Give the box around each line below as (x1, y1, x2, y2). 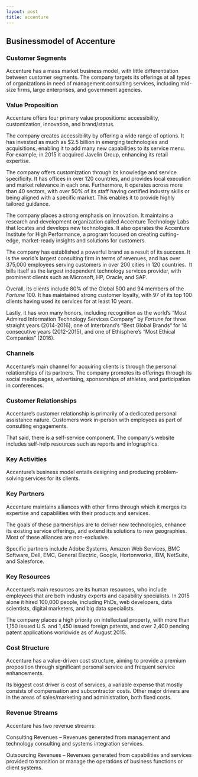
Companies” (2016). (6, 334, 55, 341)
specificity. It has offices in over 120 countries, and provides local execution (6, 175, 191, 183)
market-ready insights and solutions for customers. (21, 237, 147, 244)
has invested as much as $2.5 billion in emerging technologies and (6, 139, 168, 146)
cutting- (159, 231, 179, 238)
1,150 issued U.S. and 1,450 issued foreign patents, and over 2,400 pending (6, 622, 190, 629)
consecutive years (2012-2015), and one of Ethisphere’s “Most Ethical (6, 328, 176, 335)
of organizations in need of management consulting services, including (6, 80, 179, 87)
